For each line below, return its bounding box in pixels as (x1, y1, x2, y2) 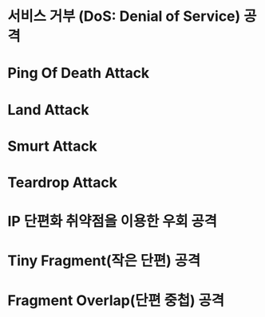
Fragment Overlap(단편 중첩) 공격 (7, 292, 225, 309)
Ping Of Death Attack (7, 65, 150, 82)
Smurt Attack (7, 137, 97, 155)
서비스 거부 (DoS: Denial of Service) (7, 7, 241, 25)
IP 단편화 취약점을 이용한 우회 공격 (7, 213, 217, 231)
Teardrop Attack (7, 173, 117, 191)
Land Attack (7, 100, 89, 119)
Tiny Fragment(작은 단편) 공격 (7, 252, 201, 270)
